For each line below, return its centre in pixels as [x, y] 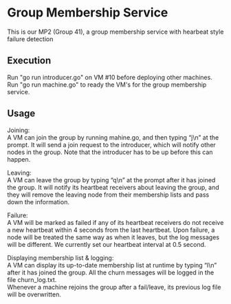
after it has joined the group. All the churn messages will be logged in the [111, 272]
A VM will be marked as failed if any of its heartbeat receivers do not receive [115, 222]
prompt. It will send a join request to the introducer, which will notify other [112, 144]
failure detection [30, 39]
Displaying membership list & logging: [60, 258]
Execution [29, 61]
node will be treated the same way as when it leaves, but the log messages [113, 237]
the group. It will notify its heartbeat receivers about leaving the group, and [113, 187]
